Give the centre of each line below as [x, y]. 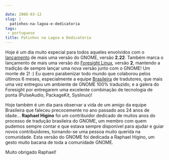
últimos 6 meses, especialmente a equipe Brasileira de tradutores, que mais [84, 79]
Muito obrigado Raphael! [31, 152]
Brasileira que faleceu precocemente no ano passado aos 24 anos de [77, 110]
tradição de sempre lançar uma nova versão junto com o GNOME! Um [78, 68]
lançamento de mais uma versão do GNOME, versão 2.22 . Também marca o [84, 58]
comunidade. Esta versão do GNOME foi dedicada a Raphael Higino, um [80, 137]
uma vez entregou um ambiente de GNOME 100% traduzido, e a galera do [82, 84]
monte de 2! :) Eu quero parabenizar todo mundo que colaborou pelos [78, 73]
